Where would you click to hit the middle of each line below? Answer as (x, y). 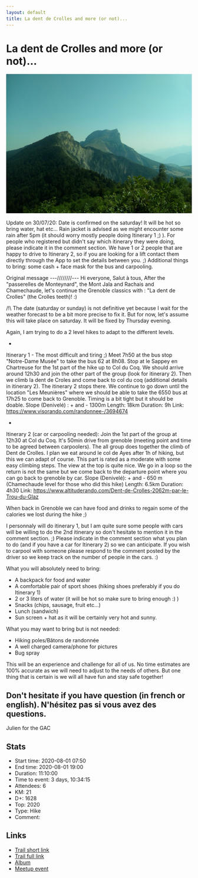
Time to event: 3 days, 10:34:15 (52, 780)
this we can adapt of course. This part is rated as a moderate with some (93, 459)
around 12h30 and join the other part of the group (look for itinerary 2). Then (99, 374)
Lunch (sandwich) (37, 611)
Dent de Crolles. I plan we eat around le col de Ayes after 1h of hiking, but (95, 453)
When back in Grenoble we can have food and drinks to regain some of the (97, 508)
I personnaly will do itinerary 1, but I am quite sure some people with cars (95, 526)
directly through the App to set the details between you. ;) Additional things (97, 260)
